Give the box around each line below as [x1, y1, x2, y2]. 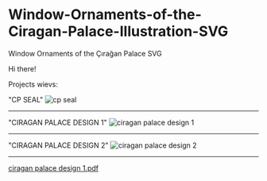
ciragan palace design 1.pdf [8, 163, 99, 172]
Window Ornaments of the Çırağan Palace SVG [8, 48, 163, 58]
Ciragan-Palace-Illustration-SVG [8, 22, 229, 40]
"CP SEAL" [8, 94, 44, 104]
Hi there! [8, 64, 37, 73]
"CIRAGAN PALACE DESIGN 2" [8, 141, 109, 150]
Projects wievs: [8, 79, 58, 89]
